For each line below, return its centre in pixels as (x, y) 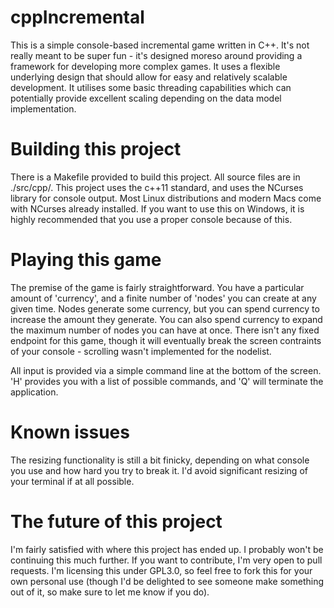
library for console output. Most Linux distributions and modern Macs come (166, 198)
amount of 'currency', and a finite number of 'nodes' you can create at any (163, 298)
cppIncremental (77, 17)
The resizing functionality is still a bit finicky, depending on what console (160, 460)
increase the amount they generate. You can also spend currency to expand (166, 319)
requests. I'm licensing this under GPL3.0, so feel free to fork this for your (161, 570)
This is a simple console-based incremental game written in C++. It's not (160, 45)
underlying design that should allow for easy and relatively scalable (149, 77)
